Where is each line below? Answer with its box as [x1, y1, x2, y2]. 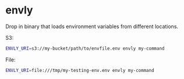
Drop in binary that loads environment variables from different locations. [5, 23, 179, 30]
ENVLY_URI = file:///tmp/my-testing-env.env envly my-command [5, 67, 155, 73]
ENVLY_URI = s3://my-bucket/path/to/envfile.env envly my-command [5, 45, 165, 51]
